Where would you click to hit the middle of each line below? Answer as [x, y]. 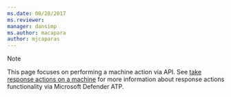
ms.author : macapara [37, 33]
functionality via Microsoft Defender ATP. [66, 87]
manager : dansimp [32, 26]
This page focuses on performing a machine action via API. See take [104, 72]
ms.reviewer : [26, 20]
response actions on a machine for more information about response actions [116, 79]
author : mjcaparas [33, 39]
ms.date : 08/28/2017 [37, 13]
